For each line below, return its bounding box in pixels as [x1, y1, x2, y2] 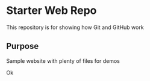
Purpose [6, 41, 39, 51]
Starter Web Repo [6, 4, 97, 18]
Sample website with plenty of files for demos [6, 57, 120, 64]
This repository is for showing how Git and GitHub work [6, 24, 144, 31]
